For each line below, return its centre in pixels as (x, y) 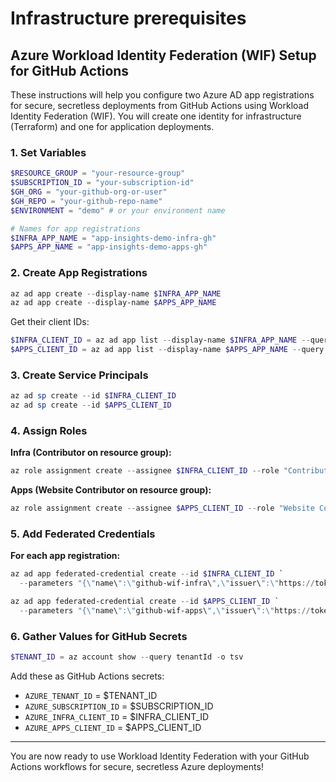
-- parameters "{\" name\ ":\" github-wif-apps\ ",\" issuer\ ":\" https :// (165, 611)
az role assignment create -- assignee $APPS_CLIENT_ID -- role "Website (162, 508)
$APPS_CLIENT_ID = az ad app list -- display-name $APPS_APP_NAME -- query (167, 350)
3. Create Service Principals (79, 375)
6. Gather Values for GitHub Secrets (99, 636)
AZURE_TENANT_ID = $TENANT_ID (91, 696)
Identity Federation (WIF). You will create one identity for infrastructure (156, 116)
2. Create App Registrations (79, 273)
